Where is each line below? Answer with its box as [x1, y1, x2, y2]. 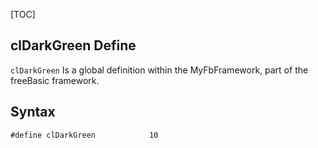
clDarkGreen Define [10, 37, 137, 54]
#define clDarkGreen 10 [10, 130, 159, 140]
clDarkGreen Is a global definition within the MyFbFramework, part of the [10, 64, 309, 76]
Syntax [10, 104, 56, 121]
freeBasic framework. [10, 74, 100, 86]
